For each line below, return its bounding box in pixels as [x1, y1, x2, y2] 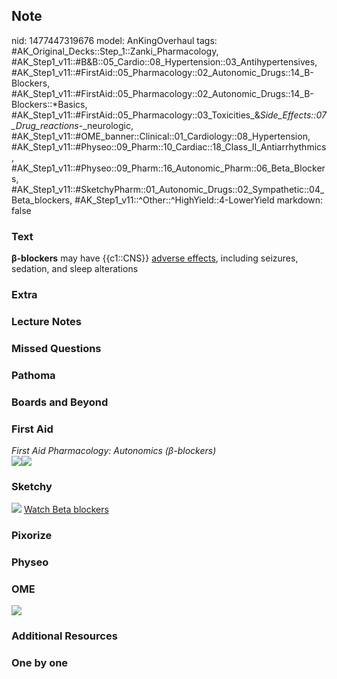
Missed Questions [11, 341, 102, 355]
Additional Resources [11, 629, 118, 643]
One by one [11, 656, 69, 670]
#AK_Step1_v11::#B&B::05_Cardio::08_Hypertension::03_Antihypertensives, [11, 55, 318, 68]
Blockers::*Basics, [11, 98, 88, 110]
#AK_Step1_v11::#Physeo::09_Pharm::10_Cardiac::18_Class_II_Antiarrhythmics [11, 140, 327, 153]
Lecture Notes [11, 314, 82, 328]
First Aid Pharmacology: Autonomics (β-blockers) [11, 445, 217, 457]
